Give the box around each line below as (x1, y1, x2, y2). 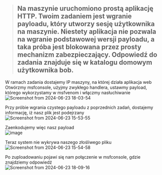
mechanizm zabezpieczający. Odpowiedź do (17, 51, 158, 59)
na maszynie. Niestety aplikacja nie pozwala (17, 28, 157, 36)
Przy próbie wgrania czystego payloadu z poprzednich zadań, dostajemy (5, 104, 154, 110)
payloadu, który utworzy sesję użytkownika (17, 20, 155, 28)
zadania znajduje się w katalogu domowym (17, 58, 153, 67)
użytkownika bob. (17, 66, 74, 74)
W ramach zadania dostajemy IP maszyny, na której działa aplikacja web (5, 79, 152, 85)
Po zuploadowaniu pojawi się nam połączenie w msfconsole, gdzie (5, 154, 141, 160)
